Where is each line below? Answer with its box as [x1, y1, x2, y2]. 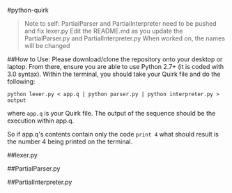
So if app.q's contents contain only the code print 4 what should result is [7, 130, 219, 138]
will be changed [24, 42, 70, 49]
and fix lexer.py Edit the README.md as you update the [24, 27, 183, 35]
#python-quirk [7, 6, 49, 14]
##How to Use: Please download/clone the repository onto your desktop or [7, 55, 223, 63]
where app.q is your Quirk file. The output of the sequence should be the [7, 109, 216, 117]
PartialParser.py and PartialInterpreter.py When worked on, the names [24, 34, 225, 43]
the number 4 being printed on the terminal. [7, 137, 133, 146]
